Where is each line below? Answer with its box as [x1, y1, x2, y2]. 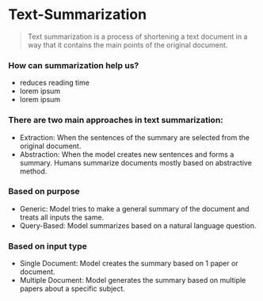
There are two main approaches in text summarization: [8, 115, 223, 126]
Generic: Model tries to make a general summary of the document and [19, 204, 250, 213]
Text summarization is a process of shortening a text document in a [27, 32, 248, 41]
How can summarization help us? [8, 59, 139, 70]
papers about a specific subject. [19, 284, 125, 294]
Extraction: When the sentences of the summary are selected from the [19, 132, 250, 142]
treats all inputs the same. [19, 212, 105, 222]
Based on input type [8, 240, 87, 251]
